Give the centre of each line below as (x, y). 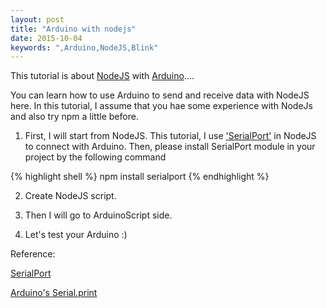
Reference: (33, 254)
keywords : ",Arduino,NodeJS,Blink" (84, 47)
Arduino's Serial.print (54, 293)
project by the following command (95, 157)
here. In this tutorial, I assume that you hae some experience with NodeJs (161, 106)
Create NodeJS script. (70, 196)
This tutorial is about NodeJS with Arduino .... (102, 76)
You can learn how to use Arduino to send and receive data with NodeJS (160, 95)
